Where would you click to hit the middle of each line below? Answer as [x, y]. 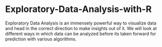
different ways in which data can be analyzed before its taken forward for [81, 33]
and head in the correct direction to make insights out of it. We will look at [81, 28]
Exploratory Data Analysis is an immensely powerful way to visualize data [81, 23]
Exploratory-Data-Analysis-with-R [78, 9]
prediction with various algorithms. [41, 39]
